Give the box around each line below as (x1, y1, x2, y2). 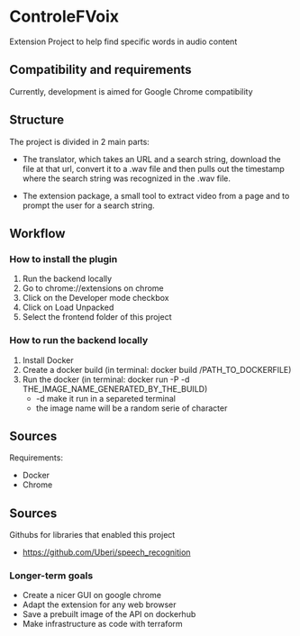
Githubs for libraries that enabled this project (9, 530, 176, 541)
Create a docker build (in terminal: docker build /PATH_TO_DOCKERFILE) (22, 364, 292, 375)
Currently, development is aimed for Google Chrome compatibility (9, 86, 254, 96)
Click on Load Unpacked (22, 302, 114, 313)
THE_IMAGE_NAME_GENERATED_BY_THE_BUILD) (22, 383, 208, 394)
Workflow (9, 225, 66, 241)
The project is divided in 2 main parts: (9, 136, 150, 147)
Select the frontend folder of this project (22, 312, 172, 323)
